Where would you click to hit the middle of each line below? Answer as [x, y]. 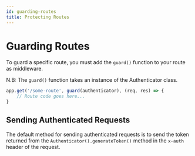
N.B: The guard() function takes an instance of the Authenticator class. [92, 80]
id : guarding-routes [31, 11]
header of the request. [33, 147]
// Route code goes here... [51, 97]
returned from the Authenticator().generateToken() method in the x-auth [95, 140]
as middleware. [24, 69]
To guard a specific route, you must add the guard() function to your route [96, 62]
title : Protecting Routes [38, 17]
